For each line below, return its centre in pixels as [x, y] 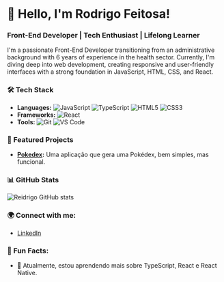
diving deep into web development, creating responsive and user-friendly [110, 65]
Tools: [26, 122]
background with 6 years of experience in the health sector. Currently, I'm [111, 57]
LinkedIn [29, 233]
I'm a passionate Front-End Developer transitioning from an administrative [111, 50]
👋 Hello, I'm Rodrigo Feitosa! [89, 14]
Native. [27, 272]
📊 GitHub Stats [33, 180]
